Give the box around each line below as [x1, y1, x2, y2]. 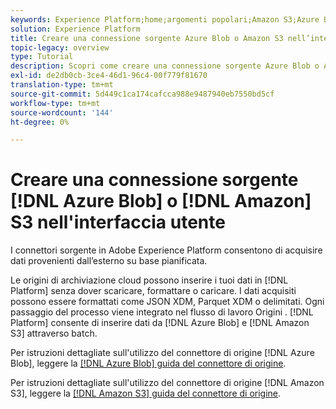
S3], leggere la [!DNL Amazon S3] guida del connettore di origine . [10, 387, 282, 400]
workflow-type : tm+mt [10, 98, 101, 108]
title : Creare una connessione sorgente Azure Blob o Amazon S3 [10, 33, 284, 43]
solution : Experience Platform [10, 24, 141, 34]
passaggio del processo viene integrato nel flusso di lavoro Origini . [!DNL [10, 306, 314, 318]
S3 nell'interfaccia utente [10, 211, 226, 234]
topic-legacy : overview [10, 42, 110, 53]
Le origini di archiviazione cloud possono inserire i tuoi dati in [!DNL [10, 274, 289, 286]
